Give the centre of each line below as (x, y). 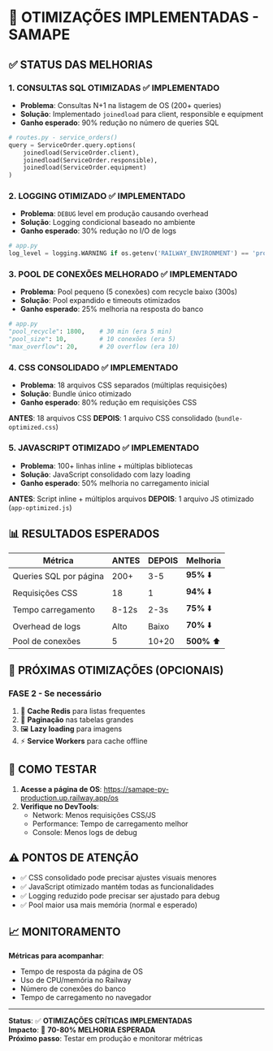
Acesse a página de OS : (61, 789)
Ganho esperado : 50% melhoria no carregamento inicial (115, 482)
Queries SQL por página (58, 576)
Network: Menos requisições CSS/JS (94, 815)
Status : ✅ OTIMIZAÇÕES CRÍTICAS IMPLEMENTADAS (100, 1020)
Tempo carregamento (54, 609)
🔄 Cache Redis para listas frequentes (83, 711)
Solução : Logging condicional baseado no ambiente (108, 223)
